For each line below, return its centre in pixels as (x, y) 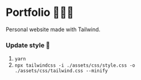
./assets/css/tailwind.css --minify (61, 71)
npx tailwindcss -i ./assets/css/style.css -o (75, 66)
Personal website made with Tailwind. (53, 29)
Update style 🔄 (28, 45)
